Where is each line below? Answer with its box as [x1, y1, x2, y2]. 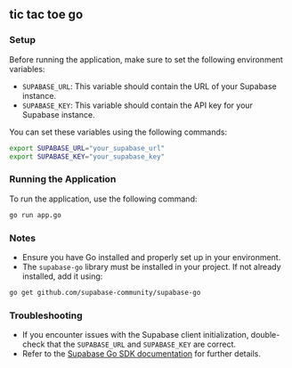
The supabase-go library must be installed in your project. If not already [21, 261, 282, 272]
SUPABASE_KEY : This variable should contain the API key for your [21, 100, 254, 110]
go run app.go [9, 210, 62, 219]
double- [250, 330, 280, 340]
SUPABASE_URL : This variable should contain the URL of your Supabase [21, 80, 278, 92]
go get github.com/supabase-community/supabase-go [9, 288, 201, 297]
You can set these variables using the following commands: [9, 127, 228, 137]
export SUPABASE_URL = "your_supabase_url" [9, 143, 166, 152]
